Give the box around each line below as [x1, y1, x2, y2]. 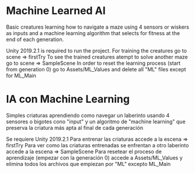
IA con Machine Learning [6, 92, 130, 106]
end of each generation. [6, 36, 64, 43]
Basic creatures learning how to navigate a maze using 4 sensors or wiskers [6, 23, 190, 30]
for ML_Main [6, 72, 36, 79]
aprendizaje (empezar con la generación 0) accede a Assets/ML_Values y [6, 154, 183, 161]
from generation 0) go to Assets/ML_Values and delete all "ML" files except [6, 65, 186, 72]
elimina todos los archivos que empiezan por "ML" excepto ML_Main [6, 160, 171, 167]
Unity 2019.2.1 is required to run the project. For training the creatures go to [6, 47, 187, 54]
